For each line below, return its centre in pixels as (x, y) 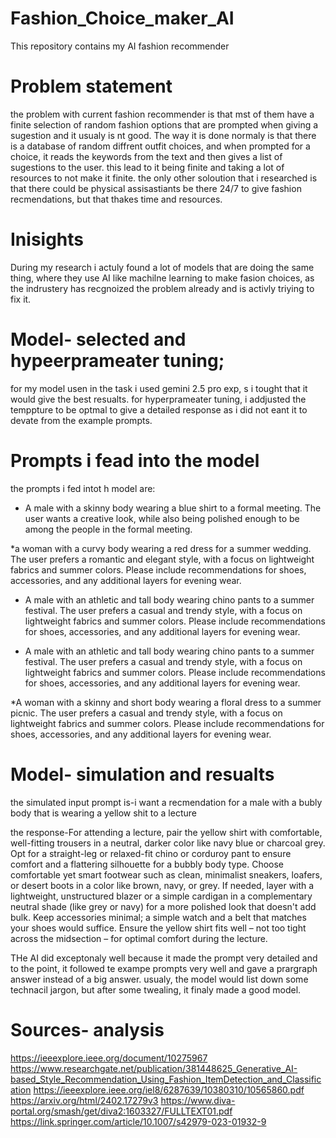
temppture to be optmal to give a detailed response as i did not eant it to (159, 409)
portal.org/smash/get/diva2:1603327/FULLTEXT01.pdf (121, 1111)
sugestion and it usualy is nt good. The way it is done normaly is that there (163, 135)
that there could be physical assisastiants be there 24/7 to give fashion (156, 188)
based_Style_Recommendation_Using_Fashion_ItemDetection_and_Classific (166, 1079)
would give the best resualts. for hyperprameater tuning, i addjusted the (158, 399)
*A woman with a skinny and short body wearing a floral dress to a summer (166, 702)
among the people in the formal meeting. (108, 529)
